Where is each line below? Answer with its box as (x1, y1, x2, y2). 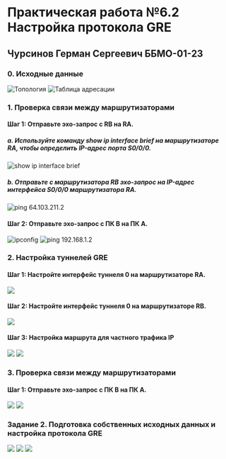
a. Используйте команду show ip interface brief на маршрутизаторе (7, 136, 220, 144)
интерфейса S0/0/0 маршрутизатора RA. (7, 185, 137, 193)
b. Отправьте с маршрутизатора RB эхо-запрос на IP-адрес (7, 178, 195, 186)
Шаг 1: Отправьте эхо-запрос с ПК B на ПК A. (7, 385, 147, 394)
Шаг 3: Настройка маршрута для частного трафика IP (7, 334, 174, 342)
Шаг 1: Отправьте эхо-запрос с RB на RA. (7, 120, 134, 128)
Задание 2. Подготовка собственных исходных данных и (7, 419, 216, 429)
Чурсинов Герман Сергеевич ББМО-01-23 (7, 47, 203, 59)
